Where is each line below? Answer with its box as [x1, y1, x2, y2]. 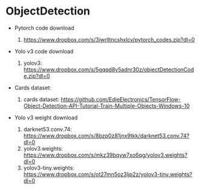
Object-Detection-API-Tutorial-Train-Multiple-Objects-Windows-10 [23, 102, 190, 110]
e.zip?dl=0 [23, 72, 50, 79]
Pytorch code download [14, 24, 74, 31]
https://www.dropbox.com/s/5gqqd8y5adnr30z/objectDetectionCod [23, 65, 194, 73]
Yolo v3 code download [14, 47, 74, 55]
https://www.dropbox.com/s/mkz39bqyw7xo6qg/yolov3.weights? [23, 151, 188, 159]
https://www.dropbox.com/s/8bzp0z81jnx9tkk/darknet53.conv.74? [23, 132, 190, 139]
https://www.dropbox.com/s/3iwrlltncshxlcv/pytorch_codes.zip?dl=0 [23, 36, 195, 43]
